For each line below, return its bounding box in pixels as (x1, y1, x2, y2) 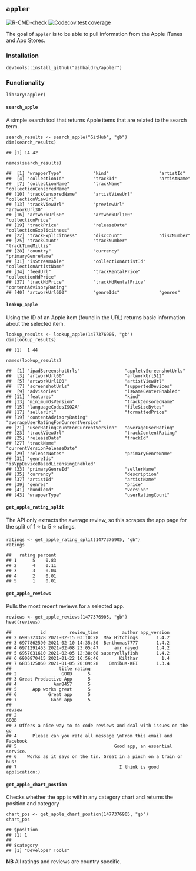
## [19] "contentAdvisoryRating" (6, 414, 88, 420)
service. (6, 749, 28, 755)
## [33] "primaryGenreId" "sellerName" (6, 466, 157, 472)
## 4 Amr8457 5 (6, 681, 91, 688)
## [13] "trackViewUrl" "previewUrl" (6, 201, 125, 208)
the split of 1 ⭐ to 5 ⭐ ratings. (6, 523, 77, 530)
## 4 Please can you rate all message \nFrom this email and (6, 733, 172, 739)
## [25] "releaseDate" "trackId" (6, 435, 149, 441)
